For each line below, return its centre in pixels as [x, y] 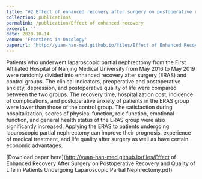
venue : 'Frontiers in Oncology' [47, 40]
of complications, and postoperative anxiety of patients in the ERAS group [98, 100]
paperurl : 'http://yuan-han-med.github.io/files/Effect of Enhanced [94, 46]
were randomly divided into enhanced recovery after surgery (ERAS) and [96, 75]
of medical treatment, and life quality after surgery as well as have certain [97, 139]
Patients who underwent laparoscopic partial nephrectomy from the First [96, 62]
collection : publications [38, 17]
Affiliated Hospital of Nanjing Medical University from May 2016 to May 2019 [101, 68]
